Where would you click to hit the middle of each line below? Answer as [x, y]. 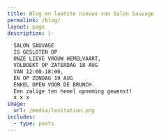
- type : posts [34, 123]
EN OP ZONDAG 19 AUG [43, 78]
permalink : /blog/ [34, 20]
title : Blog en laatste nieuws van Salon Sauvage [81, 14]
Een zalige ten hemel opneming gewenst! [73, 91]
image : [17, 104]
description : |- [31, 33]
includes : [22, 117]
